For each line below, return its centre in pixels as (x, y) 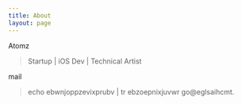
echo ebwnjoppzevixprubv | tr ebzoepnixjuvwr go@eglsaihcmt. (131, 91)
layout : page (30, 23)
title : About (30, 15)
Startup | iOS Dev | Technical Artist (85, 61)
